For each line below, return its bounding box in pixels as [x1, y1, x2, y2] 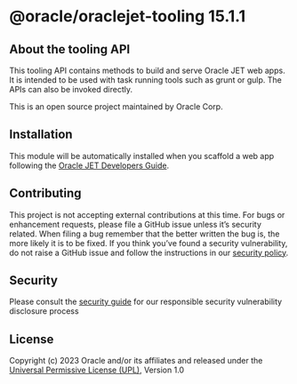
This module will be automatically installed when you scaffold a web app [9, 150, 275, 161]
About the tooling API [9, 42, 131, 57]
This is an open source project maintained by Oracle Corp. [9, 101, 224, 112]
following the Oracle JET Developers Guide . [9, 160, 170, 171]
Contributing [9, 186, 82, 201]
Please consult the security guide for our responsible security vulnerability [9, 296, 283, 308]
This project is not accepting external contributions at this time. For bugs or [9, 209, 285, 220]
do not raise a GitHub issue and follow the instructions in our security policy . [9, 247, 289, 258]
